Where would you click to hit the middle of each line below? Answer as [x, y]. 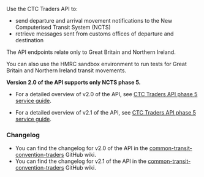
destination [29, 40]
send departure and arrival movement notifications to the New [94, 21]
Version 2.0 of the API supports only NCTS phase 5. [74, 82]
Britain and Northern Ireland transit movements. [66, 70]
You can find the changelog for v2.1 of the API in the [81, 161]
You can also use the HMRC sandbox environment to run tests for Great [96, 64]
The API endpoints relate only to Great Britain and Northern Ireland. [91, 52]
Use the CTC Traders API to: [42, 9]
